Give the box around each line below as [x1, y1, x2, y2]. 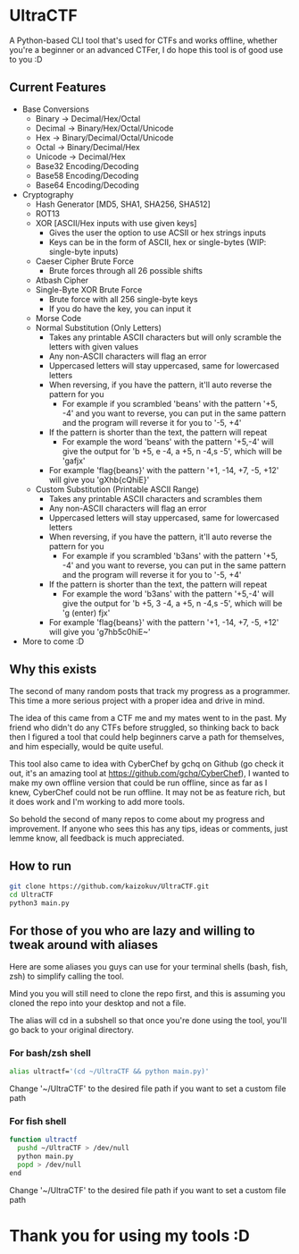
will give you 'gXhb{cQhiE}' [48, 474, 150, 485]
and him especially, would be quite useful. [9, 741, 164, 751]
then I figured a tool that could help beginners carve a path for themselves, [9, 731, 285, 742]
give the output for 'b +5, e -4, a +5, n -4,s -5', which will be [62, 445, 283, 456]
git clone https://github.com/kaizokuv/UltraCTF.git [9, 882, 210, 891]
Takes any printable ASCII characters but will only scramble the [48, 332, 282, 343]
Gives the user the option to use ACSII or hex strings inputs [48, 227, 266, 238]
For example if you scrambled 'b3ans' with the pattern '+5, [62, 550, 278, 561]
